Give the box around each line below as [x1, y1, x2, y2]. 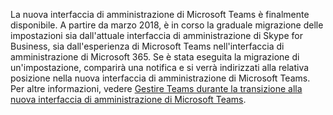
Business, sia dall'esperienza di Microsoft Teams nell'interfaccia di [10, 40, 285, 52]
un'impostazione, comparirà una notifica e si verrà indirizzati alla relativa [10, 62, 310, 73]
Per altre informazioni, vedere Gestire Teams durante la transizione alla [10, 83, 303, 94]
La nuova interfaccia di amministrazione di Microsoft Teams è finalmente [10, 9, 310, 20]
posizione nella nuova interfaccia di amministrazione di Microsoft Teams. [10, 72, 311, 84]
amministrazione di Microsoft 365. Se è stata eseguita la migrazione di [10, 51, 300, 63]
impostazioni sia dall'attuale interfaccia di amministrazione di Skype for [10, 30, 303, 41]
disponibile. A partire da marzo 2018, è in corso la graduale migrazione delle [10, 19, 324, 31]
